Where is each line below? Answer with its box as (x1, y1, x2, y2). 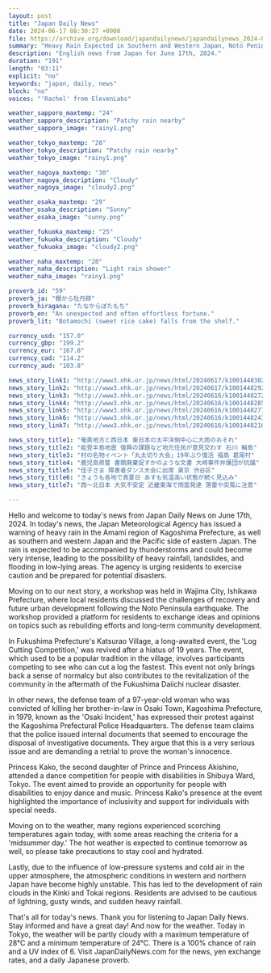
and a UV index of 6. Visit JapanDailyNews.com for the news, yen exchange (8, 947, 261, 956)
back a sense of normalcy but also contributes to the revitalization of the (8, 671, 250, 680)
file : (8, 34, 27, 43)
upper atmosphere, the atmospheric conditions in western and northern (8, 871, 247, 880)
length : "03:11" (8, 65, 63, 73)
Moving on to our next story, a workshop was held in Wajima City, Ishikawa (8, 586, 257, 595)
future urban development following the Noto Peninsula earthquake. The (8, 603, 249, 613)
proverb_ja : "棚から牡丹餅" (8, 294, 95, 302)
